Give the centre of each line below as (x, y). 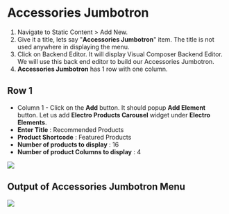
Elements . (32, 122)
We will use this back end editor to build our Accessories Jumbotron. (116, 61)
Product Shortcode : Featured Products (74, 137)
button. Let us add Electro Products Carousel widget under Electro (113, 115)
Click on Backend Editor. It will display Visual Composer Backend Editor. (120, 54)
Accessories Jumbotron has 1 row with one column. (92, 69)
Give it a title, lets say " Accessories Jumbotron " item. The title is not (116, 39)
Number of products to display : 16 (68, 145)
